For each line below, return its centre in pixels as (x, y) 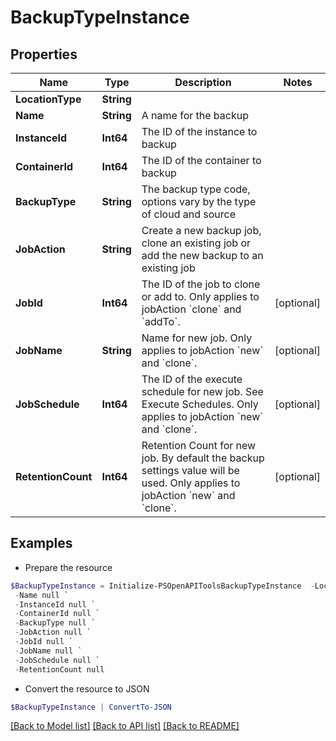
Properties (44, 54)
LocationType (48, 99)
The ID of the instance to (199, 131)
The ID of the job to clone (201, 284)
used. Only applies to (191, 483)
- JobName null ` (48, 651)
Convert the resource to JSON (87, 688)
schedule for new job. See (202, 391)
